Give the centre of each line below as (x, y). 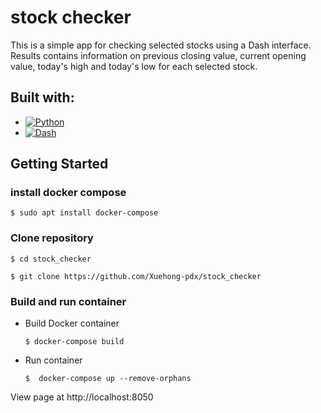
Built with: (42, 97)
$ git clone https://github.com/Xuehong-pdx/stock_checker (136, 276)
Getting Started (59, 164)
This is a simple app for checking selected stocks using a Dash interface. (161, 45)
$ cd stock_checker (51, 259)
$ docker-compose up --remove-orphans (108, 379)
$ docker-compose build (74, 342)
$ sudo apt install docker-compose (84, 213)
